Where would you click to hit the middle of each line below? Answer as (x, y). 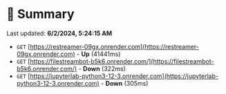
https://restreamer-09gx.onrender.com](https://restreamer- (115, 46)
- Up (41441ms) (98, 54)
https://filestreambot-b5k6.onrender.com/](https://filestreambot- (122, 61)
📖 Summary (40, 14)
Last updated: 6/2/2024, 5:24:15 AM (59, 33)
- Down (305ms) (124, 83)
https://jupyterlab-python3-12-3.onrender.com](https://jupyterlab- (124, 76)
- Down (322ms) (102, 68)
